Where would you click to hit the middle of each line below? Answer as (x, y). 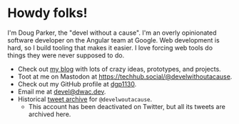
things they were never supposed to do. (66, 55)
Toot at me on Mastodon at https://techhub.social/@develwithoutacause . (125, 77)
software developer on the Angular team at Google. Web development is (113, 40)
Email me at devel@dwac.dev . (62, 91)
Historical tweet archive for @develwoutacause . (85, 99)
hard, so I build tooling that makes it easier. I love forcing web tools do (110, 47)
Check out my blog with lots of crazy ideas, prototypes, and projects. (119, 69)
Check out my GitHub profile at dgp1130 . (77, 84)
